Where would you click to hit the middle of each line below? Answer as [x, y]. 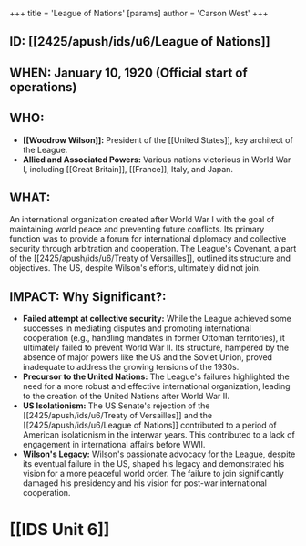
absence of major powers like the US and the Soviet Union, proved [148, 357]
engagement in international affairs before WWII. [114, 445]
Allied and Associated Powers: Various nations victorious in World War [157, 160]
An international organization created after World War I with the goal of [142, 220]
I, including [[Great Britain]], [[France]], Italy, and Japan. [128, 169]
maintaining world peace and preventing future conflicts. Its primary [137, 229]
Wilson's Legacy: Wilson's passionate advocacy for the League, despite [159, 454]
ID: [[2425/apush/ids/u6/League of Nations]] [140, 41]
